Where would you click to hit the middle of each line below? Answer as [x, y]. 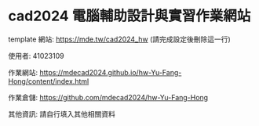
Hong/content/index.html [49, 81]
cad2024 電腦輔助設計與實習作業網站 [129, 16]
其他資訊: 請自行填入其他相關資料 [62, 113]
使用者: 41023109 [36, 56]
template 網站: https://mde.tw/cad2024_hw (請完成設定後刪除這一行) [120, 39]
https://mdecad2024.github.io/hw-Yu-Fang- [110, 72]
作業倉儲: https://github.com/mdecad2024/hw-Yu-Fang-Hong [108, 97]
